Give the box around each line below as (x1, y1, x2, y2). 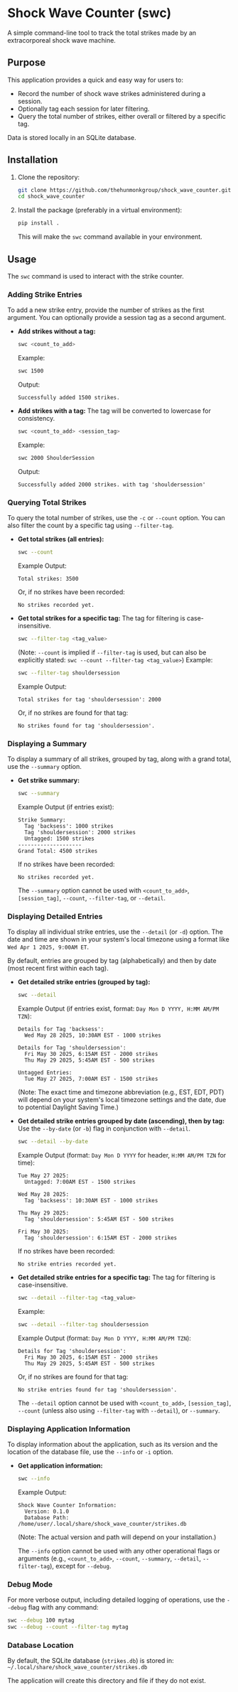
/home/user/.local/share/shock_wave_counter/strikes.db (17, 1520, 187, 1527)
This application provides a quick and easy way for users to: (7, 75, 183, 84)
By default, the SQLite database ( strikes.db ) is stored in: (7, 1656, 174, 1665)
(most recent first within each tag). (7, 964, 109, 973)
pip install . (17, 220, 60, 227)
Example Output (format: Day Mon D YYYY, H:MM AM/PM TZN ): (17, 1334, 192, 1342)
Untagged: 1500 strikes (24, 835, 94, 842)
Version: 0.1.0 (24, 1508, 70, 1515)
